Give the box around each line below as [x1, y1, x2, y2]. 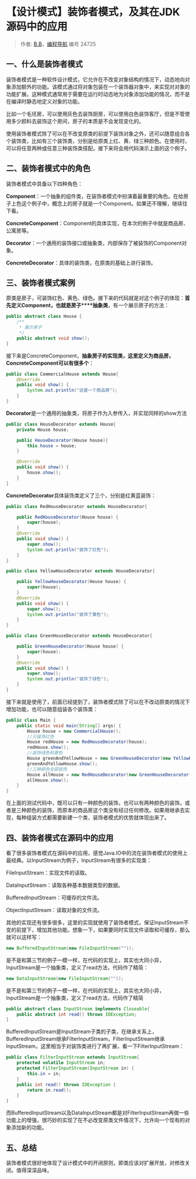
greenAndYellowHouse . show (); [27, 760, 98, 767]
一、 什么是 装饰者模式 [6, 59, 83, 69]
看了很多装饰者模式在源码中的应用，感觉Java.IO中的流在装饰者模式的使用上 [6, 849, 188, 856]
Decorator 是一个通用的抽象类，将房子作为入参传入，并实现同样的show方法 [6, 409, 187, 416]
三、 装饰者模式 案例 [6, 277, 75, 287]
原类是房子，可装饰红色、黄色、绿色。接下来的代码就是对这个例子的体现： [6, 294, 185, 301]
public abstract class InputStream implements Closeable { [6, 1006, 150, 1012]
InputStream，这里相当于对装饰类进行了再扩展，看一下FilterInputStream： [6, 1043, 185, 1050]
